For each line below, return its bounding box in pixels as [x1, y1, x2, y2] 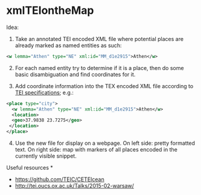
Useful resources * [6, 164, 53, 171]
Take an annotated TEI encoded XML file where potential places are [14, 35, 184, 42]
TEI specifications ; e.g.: [14, 89, 74, 96]
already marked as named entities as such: [14, 42, 122, 49]
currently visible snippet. [14, 152, 77, 160]
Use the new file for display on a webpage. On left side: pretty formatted [14, 139, 195, 147]
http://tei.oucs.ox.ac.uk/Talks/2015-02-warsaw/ [14, 182, 135, 190]
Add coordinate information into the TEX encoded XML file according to [14, 82, 194, 89]
